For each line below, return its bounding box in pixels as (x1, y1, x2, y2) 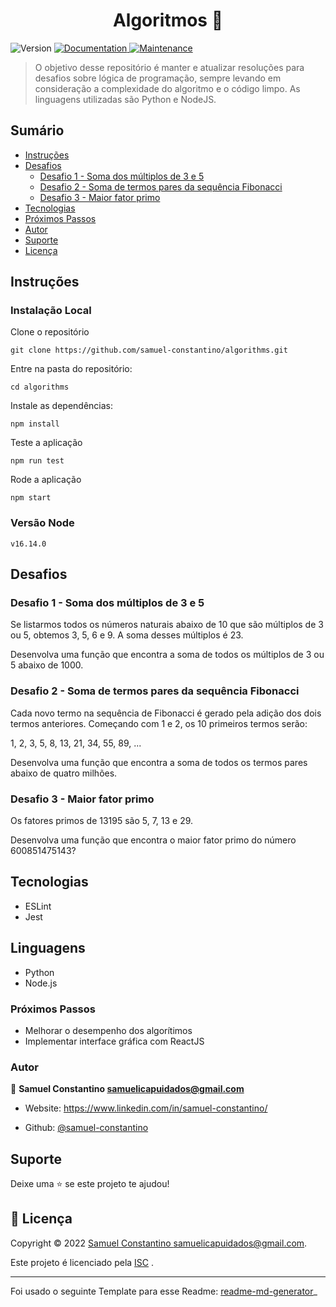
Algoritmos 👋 (112, 9, 224, 32)
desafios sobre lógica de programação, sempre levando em (34, 72, 282, 84)
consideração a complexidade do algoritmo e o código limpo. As (34, 82, 301, 94)
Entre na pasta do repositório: (10, 363, 133, 375)
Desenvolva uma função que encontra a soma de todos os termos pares (10, 756, 308, 768)
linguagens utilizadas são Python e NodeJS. (34, 93, 217, 105)
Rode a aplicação (10, 474, 82, 486)
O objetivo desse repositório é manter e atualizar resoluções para (34, 61, 305, 73)
